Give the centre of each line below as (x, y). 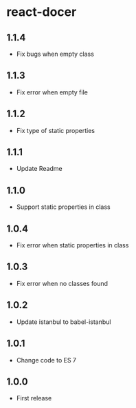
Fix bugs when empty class (55, 54)
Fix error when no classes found (62, 283)
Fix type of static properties (56, 130)
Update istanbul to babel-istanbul (64, 322)
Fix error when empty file (52, 92)
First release (34, 398)
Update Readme (39, 169)
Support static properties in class (63, 207)
